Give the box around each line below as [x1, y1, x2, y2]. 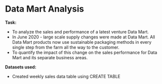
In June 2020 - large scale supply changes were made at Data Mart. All [12, 34, 155, 40]
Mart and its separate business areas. [12, 54, 88, 60]
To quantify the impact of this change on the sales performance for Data [12, 50, 157, 55]
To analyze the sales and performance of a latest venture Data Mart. [12, 29, 149, 34]
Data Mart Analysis [5, 3, 84, 15]
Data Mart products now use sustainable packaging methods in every [12, 39, 152, 45]
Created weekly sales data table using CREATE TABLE [12, 73, 121, 79]
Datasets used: [5, 64, 36, 70]
